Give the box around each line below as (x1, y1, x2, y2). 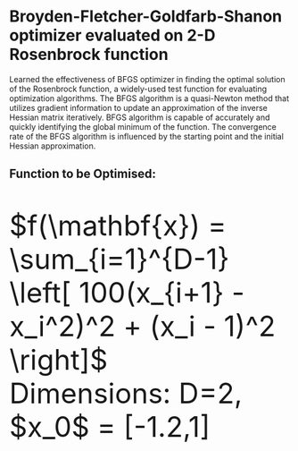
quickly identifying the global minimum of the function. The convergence (9, 121, 277, 132)
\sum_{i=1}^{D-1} (9, 242, 230, 277)
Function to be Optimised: (9, 166, 156, 182)
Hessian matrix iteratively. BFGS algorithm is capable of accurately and (9, 112, 270, 123)
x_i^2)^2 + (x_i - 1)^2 (9, 309, 277, 344)
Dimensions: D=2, (9, 376, 243, 411)
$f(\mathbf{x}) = (9, 208, 228, 243)
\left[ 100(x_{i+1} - (9, 276, 245, 311)
